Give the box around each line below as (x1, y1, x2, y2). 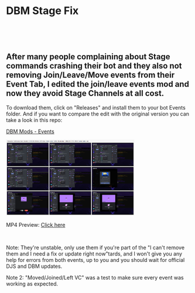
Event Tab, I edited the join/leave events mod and (6, 79, 189, 89)
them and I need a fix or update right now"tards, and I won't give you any (6, 250, 183, 257)
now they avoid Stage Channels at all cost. (6, 88, 165, 98)
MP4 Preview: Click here (6, 222, 66, 229)
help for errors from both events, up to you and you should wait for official (6, 257, 185, 264)
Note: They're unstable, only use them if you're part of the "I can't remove (6, 244, 185, 251)
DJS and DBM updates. (6, 263, 63, 270)
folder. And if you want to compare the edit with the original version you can (6, 110, 189, 117)
